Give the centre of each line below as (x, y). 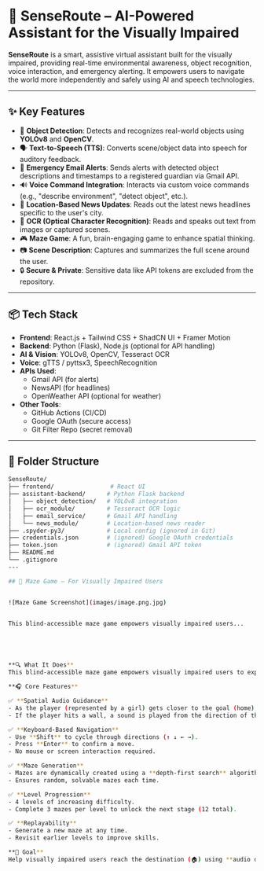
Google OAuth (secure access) (81, 421)
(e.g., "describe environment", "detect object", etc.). (104, 196)
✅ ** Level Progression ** (49, 794)
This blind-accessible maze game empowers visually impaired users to (126, 673)
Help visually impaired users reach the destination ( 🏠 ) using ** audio (130, 859)
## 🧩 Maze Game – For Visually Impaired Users (86, 581)
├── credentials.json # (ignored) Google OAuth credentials (121, 538)
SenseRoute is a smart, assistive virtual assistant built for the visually (120, 54)
